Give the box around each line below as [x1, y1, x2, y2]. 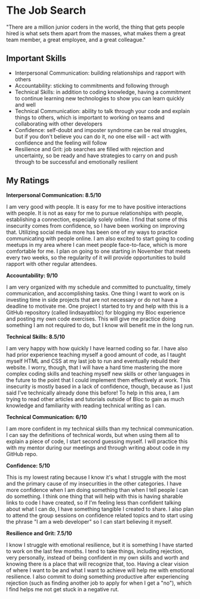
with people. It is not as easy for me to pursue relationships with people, [6, 209, 184, 216]
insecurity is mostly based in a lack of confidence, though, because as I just [6, 383, 193, 390]
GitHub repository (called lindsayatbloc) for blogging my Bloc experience [6, 308, 186, 316]
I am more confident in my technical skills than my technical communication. [6, 425, 194, 432]
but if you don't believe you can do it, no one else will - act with [14, 133, 171, 140]
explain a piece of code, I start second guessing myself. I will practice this [6, 438, 188, 445]
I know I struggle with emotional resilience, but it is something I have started [6, 541, 193, 548]
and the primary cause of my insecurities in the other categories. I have [6, 479, 182, 487]
